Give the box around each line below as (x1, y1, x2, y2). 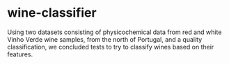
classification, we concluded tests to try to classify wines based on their (7, 42, 214, 51)
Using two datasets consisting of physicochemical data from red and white (7, 28, 222, 36)
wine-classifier (7, 5, 97, 21)
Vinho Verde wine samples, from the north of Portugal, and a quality (7, 35, 203, 43)
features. (7, 50, 33, 58)
